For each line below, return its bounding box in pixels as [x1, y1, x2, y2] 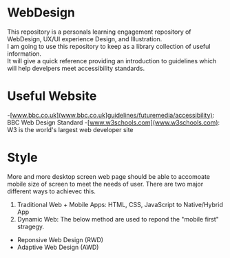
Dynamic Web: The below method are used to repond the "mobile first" [17, 215, 219, 223]
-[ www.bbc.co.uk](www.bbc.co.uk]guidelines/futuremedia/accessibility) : [7, 111, 215, 119]
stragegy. [17, 222, 45, 230]
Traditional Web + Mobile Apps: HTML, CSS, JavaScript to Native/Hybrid [17, 200, 224, 208]
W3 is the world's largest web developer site [7, 125, 134, 133]
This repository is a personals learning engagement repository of [7, 28, 191, 36]
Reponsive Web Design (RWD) [17, 235, 104, 244]
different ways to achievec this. [7, 187, 96, 195]
